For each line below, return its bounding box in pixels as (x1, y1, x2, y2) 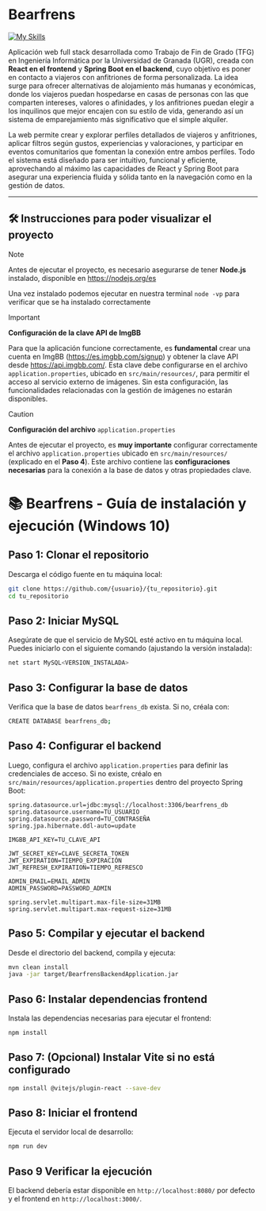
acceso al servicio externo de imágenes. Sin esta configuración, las (8, 377, 229, 386)
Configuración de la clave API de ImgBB (8, 328, 141, 337)
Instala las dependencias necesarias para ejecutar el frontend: (8, 1013, 212, 1023)
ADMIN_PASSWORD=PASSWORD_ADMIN (8, 884, 112, 892)
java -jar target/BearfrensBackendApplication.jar (8, 971, 179, 978)
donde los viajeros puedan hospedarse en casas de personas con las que (8, 89, 249, 98)
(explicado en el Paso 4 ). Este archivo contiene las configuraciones (8, 456, 231, 466)
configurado (8, 1063, 71, 1077)
